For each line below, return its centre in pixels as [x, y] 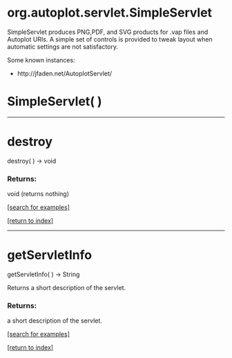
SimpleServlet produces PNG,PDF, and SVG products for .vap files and [108, 32]
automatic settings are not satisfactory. [63, 46]
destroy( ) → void [32, 161]
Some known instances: [41, 60]
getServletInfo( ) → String [43, 274]
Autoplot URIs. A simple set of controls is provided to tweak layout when [110, 39]
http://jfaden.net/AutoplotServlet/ [65, 73]
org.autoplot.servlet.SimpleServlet [110, 13]
